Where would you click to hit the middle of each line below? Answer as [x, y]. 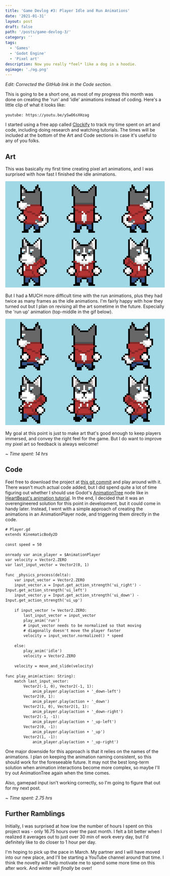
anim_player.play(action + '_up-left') [74, 722]
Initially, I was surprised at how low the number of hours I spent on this [79, 826]
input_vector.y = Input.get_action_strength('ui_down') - [77, 595]
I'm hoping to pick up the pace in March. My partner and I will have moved [83, 852]
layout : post [19, 21]
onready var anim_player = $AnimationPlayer [53, 555]
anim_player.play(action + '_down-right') [78, 712]
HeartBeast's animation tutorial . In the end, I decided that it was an [75, 498]
